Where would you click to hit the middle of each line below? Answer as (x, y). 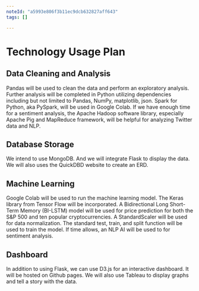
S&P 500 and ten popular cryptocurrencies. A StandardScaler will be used (97, 217)
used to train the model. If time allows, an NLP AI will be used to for (88, 230)
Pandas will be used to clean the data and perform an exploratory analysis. (98, 88)
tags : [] (17, 17)
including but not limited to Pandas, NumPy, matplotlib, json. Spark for (92, 100)
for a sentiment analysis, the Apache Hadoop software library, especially (95, 113)
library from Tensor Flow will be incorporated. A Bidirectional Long (87, 204)
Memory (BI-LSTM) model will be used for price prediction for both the (107, 211)
